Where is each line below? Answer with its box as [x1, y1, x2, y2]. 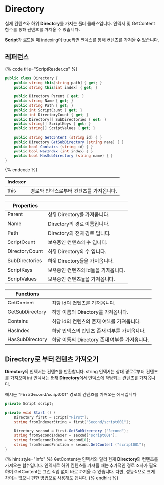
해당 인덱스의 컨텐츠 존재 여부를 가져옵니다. [52, 327, 146, 334]
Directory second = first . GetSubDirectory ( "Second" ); [14, 428, 129, 433]
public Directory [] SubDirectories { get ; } [14, 117, 107, 121]
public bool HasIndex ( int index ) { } [14, 149, 93, 153]
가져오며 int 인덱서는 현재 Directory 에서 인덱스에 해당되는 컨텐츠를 [10, 375, 138, 381]
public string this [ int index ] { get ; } [14, 85, 98, 90]
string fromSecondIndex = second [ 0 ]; [14, 438, 91, 443]
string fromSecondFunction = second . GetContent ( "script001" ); [14, 442, 146, 447]
